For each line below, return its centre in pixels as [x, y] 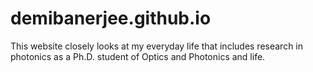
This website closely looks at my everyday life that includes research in [157, 46]
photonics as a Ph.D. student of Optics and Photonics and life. [138, 56]
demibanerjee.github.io [111, 18]
